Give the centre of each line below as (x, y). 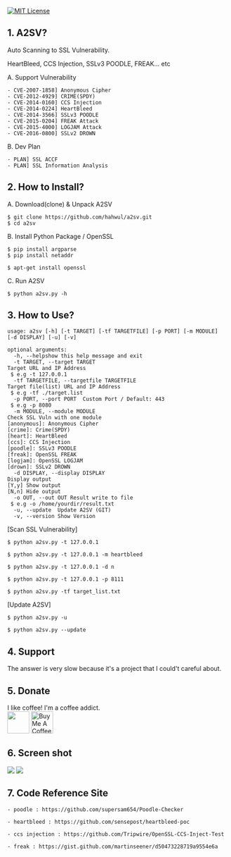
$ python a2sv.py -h (38, 294)
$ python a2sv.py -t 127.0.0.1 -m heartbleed (75, 555)
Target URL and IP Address (47, 369)
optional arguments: (38, 350)
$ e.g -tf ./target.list (46, 393)
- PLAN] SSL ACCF (33, 159)
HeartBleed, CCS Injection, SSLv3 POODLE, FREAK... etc (89, 63)
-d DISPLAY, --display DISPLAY (59, 473)
